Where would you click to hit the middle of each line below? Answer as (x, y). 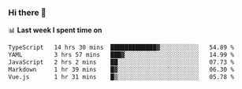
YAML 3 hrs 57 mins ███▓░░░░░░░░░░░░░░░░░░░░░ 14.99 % (121, 55)
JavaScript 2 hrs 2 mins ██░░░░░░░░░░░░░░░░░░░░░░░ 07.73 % (121, 62)
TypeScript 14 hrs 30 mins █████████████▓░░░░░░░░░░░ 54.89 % (121, 48)
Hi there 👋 (28, 13)
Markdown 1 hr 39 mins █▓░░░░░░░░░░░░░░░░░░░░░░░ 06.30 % (121, 69)
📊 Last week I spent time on (55, 30)
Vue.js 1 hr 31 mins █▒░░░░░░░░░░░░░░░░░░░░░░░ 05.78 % (121, 77)
